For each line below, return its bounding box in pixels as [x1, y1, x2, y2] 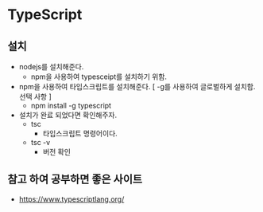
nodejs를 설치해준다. [18, 62, 84, 71]
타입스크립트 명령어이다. [42, 129, 118, 138]
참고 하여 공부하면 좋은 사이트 [7, 173, 143, 186]
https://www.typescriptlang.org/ [18, 194, 125, 204]
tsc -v [30, 138, 51, 147]
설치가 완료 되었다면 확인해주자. [18, 110, 117, 120]
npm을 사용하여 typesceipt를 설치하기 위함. [30, 72, 168, 81]
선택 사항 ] [18, 92, 52, 101]
